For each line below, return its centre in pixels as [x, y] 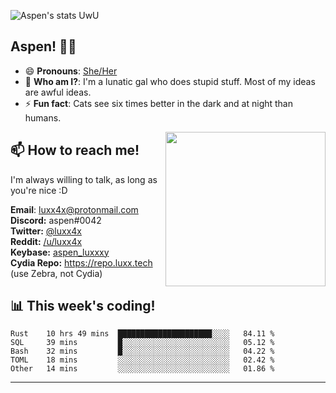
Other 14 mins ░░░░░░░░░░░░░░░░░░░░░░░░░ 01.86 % [142, 369]
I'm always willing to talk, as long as [84, 179]
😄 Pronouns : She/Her [71, 71]
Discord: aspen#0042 [56, 220]
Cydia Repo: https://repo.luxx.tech [81, 262]
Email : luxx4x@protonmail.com [74, 209]
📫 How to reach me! [75, 150]
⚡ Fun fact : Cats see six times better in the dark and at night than [159, 103]
